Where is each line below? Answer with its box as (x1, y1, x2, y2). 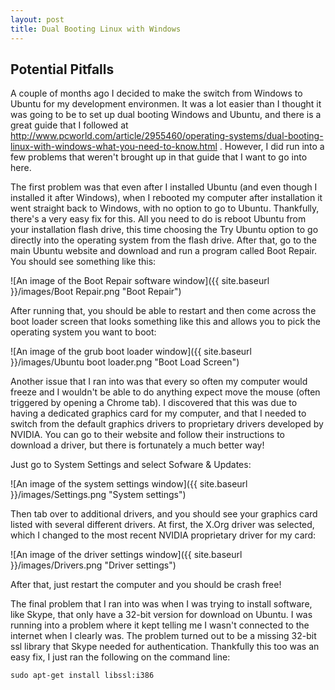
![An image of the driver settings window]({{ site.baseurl (10, 549, 243, 561)
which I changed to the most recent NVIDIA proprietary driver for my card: (10, 529, 317, 541)
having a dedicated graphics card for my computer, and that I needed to (10, 407, 307, 420)
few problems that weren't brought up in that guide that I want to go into (10, 151, 308, 163)
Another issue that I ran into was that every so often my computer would (10, 376, 308, 388)
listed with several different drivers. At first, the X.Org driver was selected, (10, 519, 315, 531)
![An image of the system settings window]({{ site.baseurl (10, 478, 248, 490)
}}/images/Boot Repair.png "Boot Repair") (10, 286, 182, 298)
